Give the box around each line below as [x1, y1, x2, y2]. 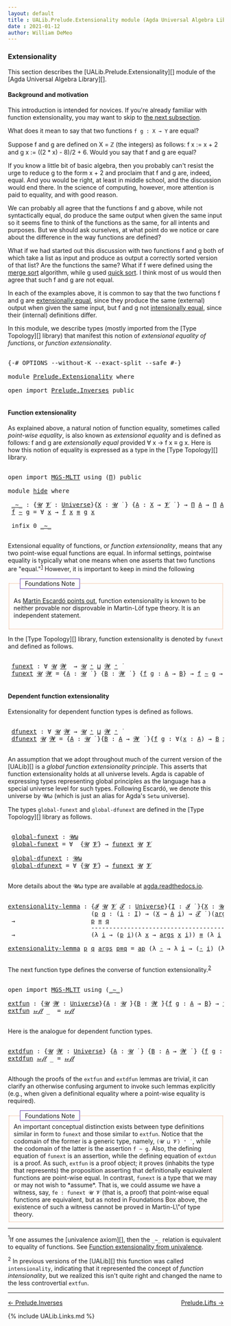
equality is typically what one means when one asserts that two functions [8, 556, 215, 564]
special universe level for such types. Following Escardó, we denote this [8, 784, 211, 793]
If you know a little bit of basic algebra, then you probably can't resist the [8, 161, 215, 169]
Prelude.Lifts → [181, 1299, 224, 1307]
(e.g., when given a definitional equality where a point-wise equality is [8, 1089, 206, 1097]
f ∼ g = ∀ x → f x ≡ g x [11, 508, 95, 516]
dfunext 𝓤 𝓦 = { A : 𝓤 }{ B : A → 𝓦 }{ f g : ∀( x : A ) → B [11, 735, 219, 743]
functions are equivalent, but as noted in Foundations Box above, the [13, 1195, 208, 1204]
